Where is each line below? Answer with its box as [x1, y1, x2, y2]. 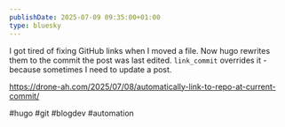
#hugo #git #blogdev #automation [9, 108, 135, 118]
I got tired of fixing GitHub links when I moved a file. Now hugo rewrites [9, 45, 271, 56]
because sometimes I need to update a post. [9, 63, 172, 75]
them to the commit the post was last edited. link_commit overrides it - [9, 55, 267, 65]
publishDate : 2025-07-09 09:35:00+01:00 [9, 12, 162, 22]
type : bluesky [9, 21, 62, 30]
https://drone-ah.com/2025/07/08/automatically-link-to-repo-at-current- [9, 81, 277, 92]
